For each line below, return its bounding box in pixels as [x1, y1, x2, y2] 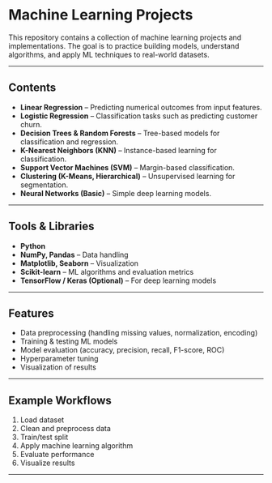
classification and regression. [19, 136, 119, 147]
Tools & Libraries [8, 220, 95, 233]
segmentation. [19, 180, 69, 190]
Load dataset [19, 415, 65, 425]
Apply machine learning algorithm [19, 441, 134, 451]
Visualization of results [19, 362, 97, 372]
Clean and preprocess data [19, 424, 112, 434]
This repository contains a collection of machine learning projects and [8, 32, 242, 42]
